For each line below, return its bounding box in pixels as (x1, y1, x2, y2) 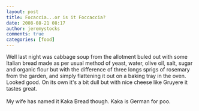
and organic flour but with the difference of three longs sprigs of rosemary (6, 66, 190, 73)
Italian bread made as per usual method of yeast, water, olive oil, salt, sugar (6, 59, 193, 67)
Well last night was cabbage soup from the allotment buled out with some (6, 53, 188, 60)
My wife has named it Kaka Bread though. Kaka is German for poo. (6, 98, 171, 105)
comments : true (6, 31, 44, 37)
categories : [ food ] (6, 37, 55, 43)
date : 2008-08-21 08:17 (6, 20, 66, 26)
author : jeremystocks (6, 25, 61, 32)
